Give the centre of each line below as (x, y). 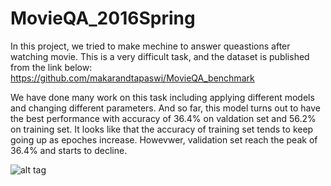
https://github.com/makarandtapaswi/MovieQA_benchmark (132, 78)
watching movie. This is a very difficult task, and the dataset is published (160, 56)
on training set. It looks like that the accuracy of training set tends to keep (162, 129)
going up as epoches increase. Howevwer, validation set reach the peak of (164, 139)
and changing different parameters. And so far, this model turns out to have (165, 108)
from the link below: (51, 67)
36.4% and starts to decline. (69, 150)
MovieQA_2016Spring (103, 18)
